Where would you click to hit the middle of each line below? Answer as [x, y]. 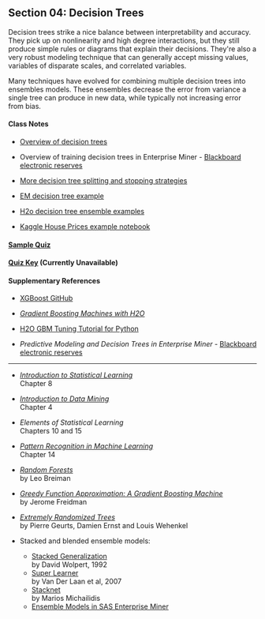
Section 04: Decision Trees [76, 13]
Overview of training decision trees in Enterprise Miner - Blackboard [131, 157]
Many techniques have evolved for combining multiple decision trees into [127, 81]
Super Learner [55, 573]
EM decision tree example [62, 196]
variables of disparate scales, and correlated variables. [97, 66]
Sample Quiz [30, 245]
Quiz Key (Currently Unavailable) [63, 263]
